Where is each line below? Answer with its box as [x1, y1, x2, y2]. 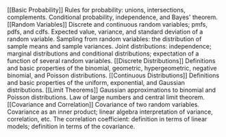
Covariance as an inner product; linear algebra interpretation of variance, [7, 108, 214, 116]
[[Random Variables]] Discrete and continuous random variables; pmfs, [7, 21, 208, 28]
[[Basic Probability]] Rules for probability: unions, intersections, [7, 6, 186, 14]
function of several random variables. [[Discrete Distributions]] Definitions [7, 57, 216, 64]
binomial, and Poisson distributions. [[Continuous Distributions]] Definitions [7, 71, 220, 79]
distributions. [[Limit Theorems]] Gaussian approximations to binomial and [7, 86, 216, 94]
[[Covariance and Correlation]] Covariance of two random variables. [7, 101, 200, 108]
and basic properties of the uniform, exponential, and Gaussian [7, 79, 185, 86]
